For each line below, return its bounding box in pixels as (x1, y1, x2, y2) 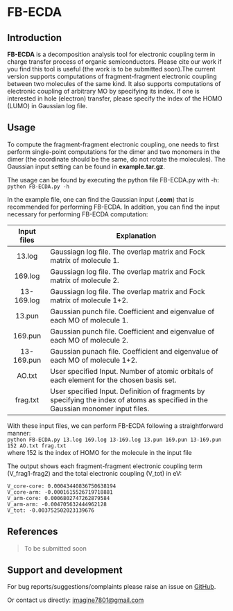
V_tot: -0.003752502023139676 (7, 507, 95, 514)
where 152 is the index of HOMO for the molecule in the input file (7, 448, 192, 456)
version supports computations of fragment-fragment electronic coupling (7, 72, 217, 80)
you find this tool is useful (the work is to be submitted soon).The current (7, 65, 216, 73)
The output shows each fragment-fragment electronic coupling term (7, 462, 202, 470)
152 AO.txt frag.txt (7, 442, 67, 449)
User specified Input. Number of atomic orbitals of (50, 366, 214, 376)
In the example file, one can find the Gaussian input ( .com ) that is (7, 195, 194, 203)
